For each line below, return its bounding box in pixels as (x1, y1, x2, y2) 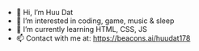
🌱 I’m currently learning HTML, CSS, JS (15, 25, 147, 33)
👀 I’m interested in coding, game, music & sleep (15, 16, 175, 25)
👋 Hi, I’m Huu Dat (15, 8, 74, 17)
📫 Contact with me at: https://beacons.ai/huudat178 (15, 33, 191, 43)
